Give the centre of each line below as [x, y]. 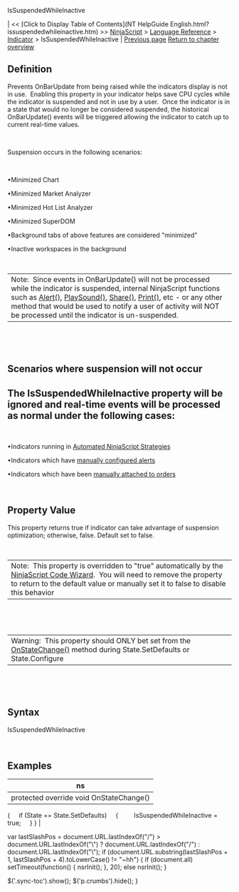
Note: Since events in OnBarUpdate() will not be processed [110, 279]
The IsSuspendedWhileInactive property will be [115, 393]
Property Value [42, 511]
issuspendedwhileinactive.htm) [53, 32]
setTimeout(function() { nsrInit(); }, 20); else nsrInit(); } [87, 867]
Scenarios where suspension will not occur [105, 369]
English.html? [190, 24]
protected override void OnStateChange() [81, 798]
